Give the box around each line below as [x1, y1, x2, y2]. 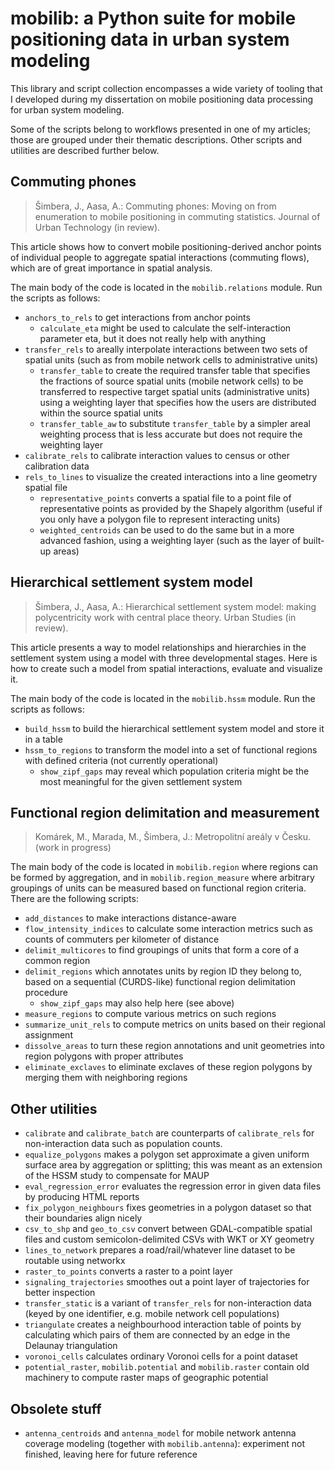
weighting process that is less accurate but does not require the [39, 428, 303, 440]
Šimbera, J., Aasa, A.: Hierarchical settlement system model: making [34, 600, 317, 612]
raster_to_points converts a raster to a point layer [24, 1265, 233, 1277]
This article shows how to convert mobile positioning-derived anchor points [10, 240, 322, 252]
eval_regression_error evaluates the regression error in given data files [24, 1180, 322, 1192]
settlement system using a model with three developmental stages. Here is [10, 652, 318, 664]
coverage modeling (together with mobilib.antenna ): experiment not [24, 1438, 305, 1449]
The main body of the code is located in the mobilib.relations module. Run [10, 281, 323, 293]
